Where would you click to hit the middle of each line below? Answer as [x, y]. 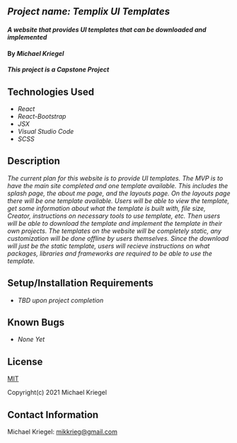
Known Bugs [36, 322]
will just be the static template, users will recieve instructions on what [109, 246]
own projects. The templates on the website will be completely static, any [114, 231]
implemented [27, 37]
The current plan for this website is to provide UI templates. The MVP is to [115, 178]
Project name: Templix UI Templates [89, 12]
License [25, 361]
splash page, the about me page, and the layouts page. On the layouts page [119, 193]
